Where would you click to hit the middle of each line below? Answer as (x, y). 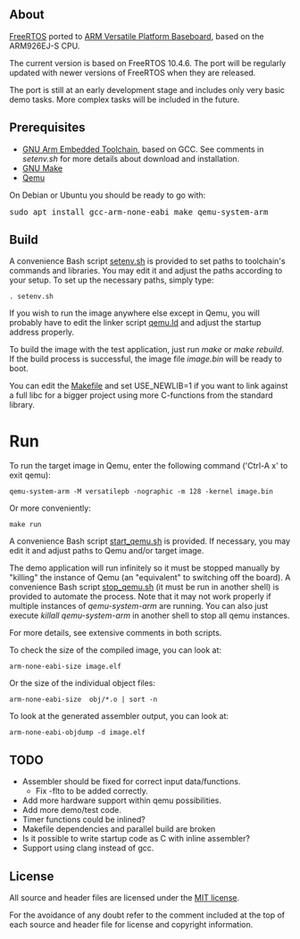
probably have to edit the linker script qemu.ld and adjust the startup (135, 323)
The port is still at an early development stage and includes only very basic (147, 89)
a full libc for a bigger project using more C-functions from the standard (142, 395)
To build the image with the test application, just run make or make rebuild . (146, 350)
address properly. (42, 332)
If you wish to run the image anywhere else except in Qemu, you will (135, 313)
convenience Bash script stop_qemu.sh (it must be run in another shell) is (144, 587)
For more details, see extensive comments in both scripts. (116, 633)
